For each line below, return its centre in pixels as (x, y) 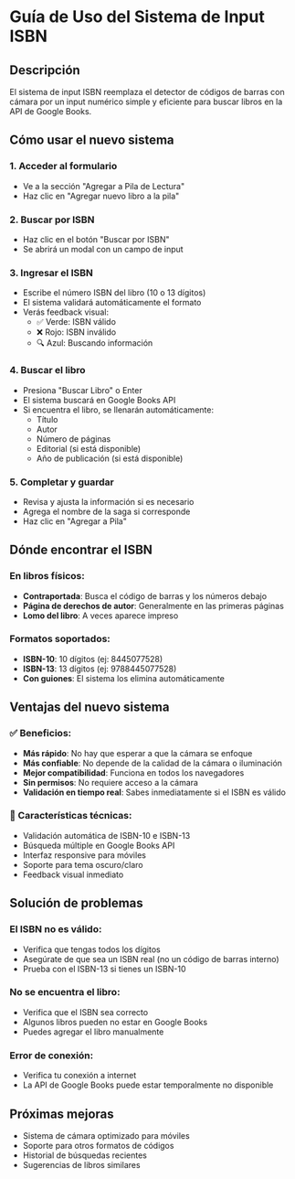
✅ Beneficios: (41, 734)
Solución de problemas (76, 903)
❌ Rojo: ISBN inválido (76, 332)
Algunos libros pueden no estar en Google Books (115, 1022)
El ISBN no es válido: (56, 929)
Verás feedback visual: (66, 312)
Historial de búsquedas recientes (85, 1155)
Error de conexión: (52, 1056)
